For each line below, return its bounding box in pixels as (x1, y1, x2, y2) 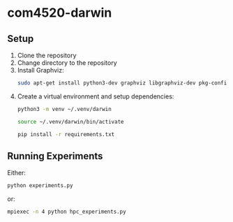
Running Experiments (7, 150, 103, 162)
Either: (7, 169, 27, 177)
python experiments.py (7, 182, 73, 189)
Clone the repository (17, 51, 77, 59)
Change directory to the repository (17, 59, 117, 67)
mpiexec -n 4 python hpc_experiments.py (7, 208, 127, 216)
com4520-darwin (7, 5, 112, 21)
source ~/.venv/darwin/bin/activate (17, 118, 124, 125)
